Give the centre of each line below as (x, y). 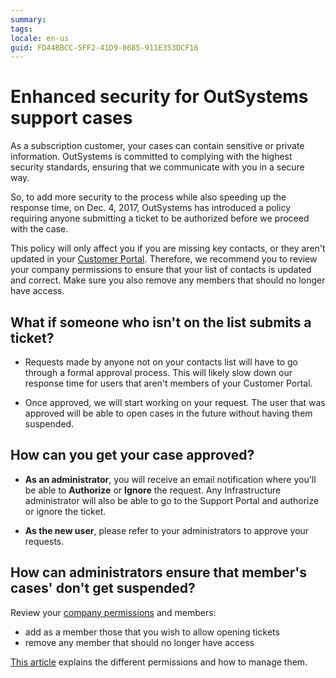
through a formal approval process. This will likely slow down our (158, 372)
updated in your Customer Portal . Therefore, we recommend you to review (164, 259)
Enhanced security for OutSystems (159, 97)
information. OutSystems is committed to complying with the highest (151, 157)
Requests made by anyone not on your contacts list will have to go (161, 362)
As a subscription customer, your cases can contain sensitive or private (157, 146)
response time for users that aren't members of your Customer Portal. (168, 383)
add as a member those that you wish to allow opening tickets (152, 632)
